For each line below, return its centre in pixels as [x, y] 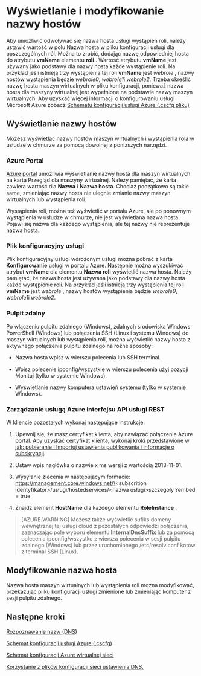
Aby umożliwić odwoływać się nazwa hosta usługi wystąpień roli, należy [96, 40]
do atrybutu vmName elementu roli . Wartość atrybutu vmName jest [91, 60]
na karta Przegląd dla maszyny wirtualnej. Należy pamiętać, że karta [91, 180]
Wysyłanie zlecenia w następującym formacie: [73, 477]
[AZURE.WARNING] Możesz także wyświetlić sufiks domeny [96, 519]
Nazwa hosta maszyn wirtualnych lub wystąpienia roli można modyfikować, [100, 585]
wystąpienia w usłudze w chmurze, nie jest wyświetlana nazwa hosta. [93, 217]
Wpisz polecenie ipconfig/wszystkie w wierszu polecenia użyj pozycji [102, 369]
